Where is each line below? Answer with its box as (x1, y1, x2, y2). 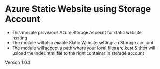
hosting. (12, 35, 29, 41)
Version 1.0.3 (5, 59, 30, 65)
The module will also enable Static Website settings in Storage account (12, 40, 154, 45)
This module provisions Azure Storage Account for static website (12, 29, 142, 35)
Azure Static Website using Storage (5, 3, 151, 14)
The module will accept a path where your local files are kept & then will (12, 45, 156, 51)
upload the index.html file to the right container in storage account (12, 50, 144, 56)
